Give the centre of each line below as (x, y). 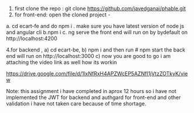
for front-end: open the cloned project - (62, 15)
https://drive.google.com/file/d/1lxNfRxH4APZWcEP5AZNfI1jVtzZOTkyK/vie (97, 73)
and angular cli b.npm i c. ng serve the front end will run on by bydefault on (97, 32)
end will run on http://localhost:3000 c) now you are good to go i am (89, 56)
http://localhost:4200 (32, 38)
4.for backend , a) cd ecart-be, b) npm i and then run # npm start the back (96, 50)
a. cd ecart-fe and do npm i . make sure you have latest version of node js (95, 26)
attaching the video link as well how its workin (62, 62)
